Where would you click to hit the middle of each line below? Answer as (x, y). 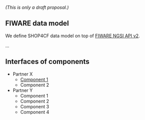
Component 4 (35, 112)
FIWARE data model (37, 23)
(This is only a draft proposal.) (37, 7)
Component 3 (35, 106)
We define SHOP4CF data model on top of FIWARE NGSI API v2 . (72, 36)
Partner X (23, 74)
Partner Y (23, 90)
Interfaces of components (48, 62)
